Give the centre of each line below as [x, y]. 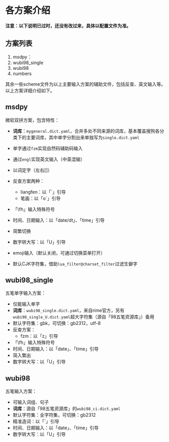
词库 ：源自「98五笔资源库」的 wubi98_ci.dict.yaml [67, 409]
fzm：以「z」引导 [39, 336]
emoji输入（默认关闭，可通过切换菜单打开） [59, 253]
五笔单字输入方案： [26, 293]
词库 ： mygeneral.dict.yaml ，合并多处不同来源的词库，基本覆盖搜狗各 [86, 131]
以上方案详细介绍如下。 [30, 90]
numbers [22, 73]
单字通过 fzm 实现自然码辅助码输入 [48, 148]
